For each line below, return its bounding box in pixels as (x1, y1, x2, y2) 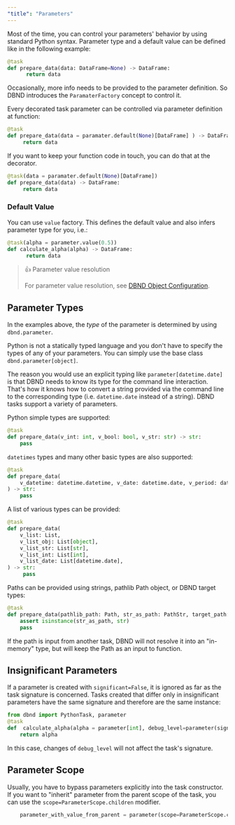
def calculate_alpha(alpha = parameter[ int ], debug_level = (7, 725, 187, 732)
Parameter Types (7, 302, 84, 314)
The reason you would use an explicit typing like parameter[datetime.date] (7, 370, 223, 379)
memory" (7, 644, 34, 652)
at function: (7, 112, 41, 121)
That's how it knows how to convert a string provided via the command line (7, 385, 225, 394)
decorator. (7, 159, 37, 167)
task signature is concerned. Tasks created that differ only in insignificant (7, 690, 219, 699)
